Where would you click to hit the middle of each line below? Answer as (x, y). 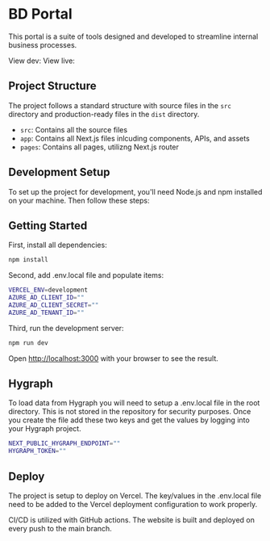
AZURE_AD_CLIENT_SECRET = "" (54, 305)
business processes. (43, 44)
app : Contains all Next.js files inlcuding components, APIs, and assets (135, 138)
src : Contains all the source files (73, 129)
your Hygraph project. (45, 429)
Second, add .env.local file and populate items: (86, 275)
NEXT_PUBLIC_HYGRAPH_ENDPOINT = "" (64, 444)
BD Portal (40, 14)
